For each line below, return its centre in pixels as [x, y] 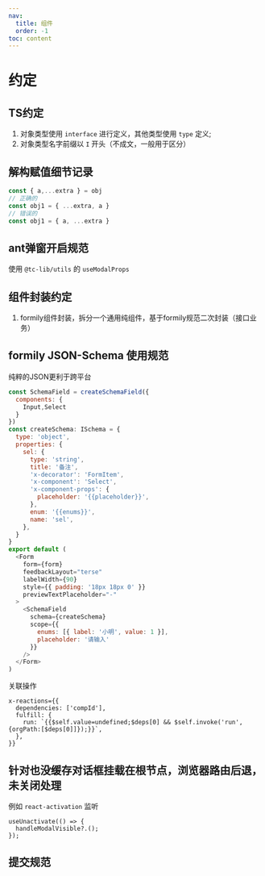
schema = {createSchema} [68, 617]
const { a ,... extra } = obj [56, 191]
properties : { [39, 444]
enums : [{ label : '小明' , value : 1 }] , [103, 632]
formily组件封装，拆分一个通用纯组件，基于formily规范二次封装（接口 [135, 318]
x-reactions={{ [34, 701]
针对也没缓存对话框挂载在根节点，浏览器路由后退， [135, 770]
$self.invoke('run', [209, 723]
